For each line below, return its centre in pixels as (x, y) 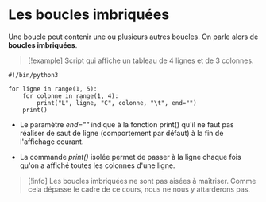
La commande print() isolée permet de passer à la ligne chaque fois (130, 157)
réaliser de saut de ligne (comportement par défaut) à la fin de (121, 133)
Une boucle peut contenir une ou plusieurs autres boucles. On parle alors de (133, 37)
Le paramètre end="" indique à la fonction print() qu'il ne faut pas (127, 124)
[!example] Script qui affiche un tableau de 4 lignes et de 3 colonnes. (141, 60)
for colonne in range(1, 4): (71, 96)
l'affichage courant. (52, 142)
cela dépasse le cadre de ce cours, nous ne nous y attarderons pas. (139, 189)
